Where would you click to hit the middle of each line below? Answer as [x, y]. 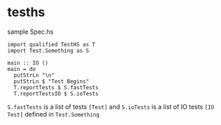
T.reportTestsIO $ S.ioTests [56, 93]
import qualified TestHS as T [52, 44]
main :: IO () [28, 63]
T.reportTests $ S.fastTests [56, 87]
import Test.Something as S [48, 51]
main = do [22, 69]
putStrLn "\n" [34, 75]
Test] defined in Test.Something [53, 114]
